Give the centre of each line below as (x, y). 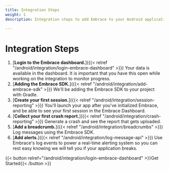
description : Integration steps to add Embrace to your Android (74, 19)
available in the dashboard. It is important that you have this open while (86, 73)
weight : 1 (16, 15)
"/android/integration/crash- (132, 116)
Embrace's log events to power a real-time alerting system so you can (85, 143)
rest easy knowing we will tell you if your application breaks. (75, 148)
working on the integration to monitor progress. (61, 79)
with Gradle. (25, 95)
